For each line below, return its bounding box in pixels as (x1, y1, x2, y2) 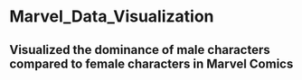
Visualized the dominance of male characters (9, 42, 271, 58)
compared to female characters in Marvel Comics (9, 56, 294, 71)
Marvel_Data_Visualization (9, 6, 214, 27)
